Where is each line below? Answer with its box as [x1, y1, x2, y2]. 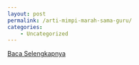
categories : [7, 23, 43, 30]
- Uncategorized [20, 30, 69, 37]
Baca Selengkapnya [7, 49, 66, 58]
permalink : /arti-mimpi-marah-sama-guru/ [7, 17, 133, 24]
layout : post [7, 10, 46, 18]
